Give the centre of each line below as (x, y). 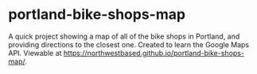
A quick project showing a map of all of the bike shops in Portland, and (124, 36)
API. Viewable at (35, 53)
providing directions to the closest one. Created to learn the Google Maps (128, 44)
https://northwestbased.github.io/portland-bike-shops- (154, 53)
